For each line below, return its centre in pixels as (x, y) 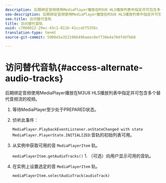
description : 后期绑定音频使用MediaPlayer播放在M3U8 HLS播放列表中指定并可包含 (81, 10)
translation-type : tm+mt (31, 33)
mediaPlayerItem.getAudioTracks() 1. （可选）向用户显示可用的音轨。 (83, 156)
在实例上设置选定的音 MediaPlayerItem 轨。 (56, 166)
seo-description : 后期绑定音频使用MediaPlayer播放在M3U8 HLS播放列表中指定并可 (82, 14)
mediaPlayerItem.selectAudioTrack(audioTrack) (61, 176)
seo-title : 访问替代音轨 (28, 19)
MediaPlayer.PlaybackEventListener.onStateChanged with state (78, 129)
